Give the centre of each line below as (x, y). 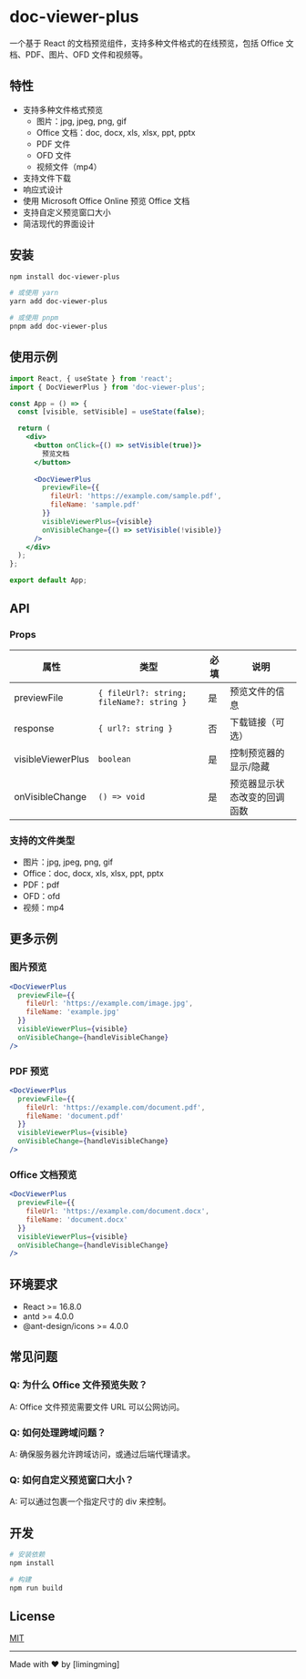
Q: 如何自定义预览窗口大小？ (72, 1479)
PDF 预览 (29, 1070)
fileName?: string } (143, 702)
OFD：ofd (41, 896)
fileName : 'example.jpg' (73, 1012)
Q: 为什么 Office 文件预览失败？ (79, 1385)
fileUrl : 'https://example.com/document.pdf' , (116, 1107)
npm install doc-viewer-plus (65, 276)
